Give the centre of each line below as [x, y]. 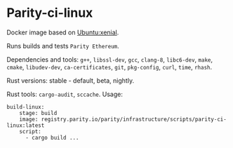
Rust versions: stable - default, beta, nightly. [71, 80]
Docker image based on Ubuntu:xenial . [63, 32]
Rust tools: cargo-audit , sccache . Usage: [65, 94]
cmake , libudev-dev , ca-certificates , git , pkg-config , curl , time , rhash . [109, 67]
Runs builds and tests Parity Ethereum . [63, 46]
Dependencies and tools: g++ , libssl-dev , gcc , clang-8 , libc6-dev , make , [110, 59]
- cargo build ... [52, 137]
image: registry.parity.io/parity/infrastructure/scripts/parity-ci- [123, 119]
